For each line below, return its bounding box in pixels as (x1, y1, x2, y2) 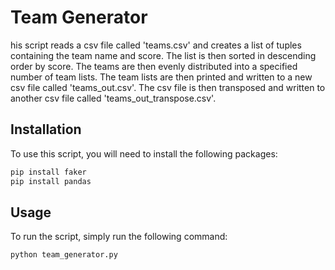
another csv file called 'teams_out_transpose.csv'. (10, 92, 217, 104)
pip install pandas (10, 176, 92, 186)
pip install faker (10, 167, 87, 177)
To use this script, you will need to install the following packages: (10, 147, 278, 160)
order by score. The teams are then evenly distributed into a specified (10, 60, 298, 72)
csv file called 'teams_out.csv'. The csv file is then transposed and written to (10, 81, 326, 93)
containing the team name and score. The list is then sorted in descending (10, 49, 317, 61)
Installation (10, 121, 82, 138)
